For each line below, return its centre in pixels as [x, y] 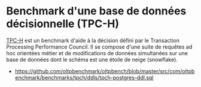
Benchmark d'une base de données [96, 11]
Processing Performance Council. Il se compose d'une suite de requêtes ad [99, 47]
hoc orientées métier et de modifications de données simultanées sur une [97, 53]
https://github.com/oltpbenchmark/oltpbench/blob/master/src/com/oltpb [105, 71]
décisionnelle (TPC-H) [63, 24]
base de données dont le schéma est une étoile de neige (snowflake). [92, 59]
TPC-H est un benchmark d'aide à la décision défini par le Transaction [93, 40]
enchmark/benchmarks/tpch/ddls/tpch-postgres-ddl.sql [84, 77]
